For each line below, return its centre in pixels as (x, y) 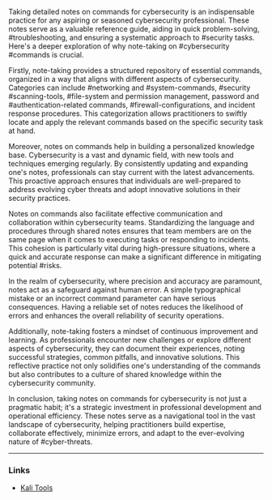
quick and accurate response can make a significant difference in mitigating (135, 257)
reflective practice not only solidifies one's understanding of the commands (135, 365)
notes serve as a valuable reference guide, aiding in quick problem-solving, (134, 29)
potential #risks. (35, 265)
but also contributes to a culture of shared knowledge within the (115, 374)
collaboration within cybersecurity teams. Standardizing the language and (132, 222)
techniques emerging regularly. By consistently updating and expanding (128, 164)
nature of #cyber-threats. (51, 442)
